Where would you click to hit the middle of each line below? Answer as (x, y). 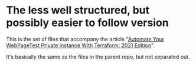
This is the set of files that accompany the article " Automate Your (85, 39)
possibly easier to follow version (88, 23)
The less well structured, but (78, 10)
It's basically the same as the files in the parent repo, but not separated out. (98, 57)
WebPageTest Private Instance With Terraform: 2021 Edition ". (81, 45)
